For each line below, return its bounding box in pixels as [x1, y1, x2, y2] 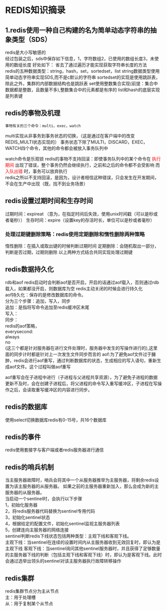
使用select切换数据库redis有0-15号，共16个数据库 [5, 417, 107, 423]
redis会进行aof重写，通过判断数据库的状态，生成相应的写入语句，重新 [13, 357, 157, 364]
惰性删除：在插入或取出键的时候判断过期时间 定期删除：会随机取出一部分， [5, 243, 159, 249]
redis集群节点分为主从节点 [5, 588, 59, 594]
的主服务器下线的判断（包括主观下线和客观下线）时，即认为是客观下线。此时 [5, 552, 162, 558]
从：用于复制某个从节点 [5, 601, 53, 607]
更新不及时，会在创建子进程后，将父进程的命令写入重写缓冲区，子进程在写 [5, 380, 158, 386]
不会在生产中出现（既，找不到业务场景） [5, 180, 88, 187]
